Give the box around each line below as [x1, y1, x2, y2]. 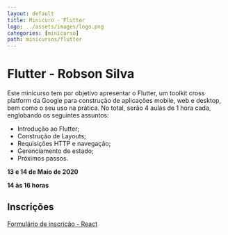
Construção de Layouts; [17, 132, 87, 140]
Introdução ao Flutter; [17, 124, 80, 133]
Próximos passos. [17, 154, 69, 163]
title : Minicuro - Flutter [7, 17, 85, 24]
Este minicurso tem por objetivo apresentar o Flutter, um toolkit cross [7, 89, 205, 97]
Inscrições [7, 201, 54, 213]
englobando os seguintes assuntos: [7, 111, 109, 120]
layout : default [7, 10, 54, 17]
